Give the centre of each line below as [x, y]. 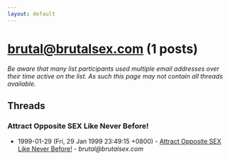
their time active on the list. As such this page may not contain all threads [115, 76]
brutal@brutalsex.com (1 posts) [103, 48]
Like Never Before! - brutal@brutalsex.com [81, 149]
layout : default [31, 14]
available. [22, 84]
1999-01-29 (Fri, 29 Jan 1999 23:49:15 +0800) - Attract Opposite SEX [119, 142]
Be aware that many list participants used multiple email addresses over [114, 69]
